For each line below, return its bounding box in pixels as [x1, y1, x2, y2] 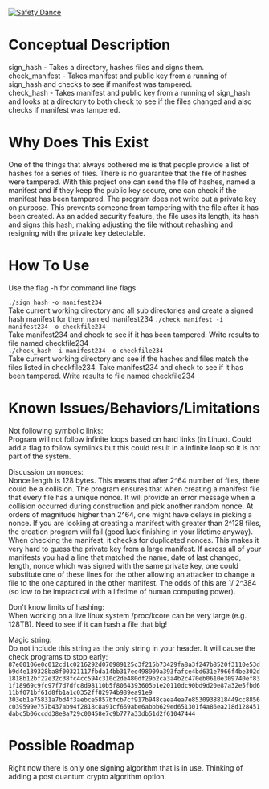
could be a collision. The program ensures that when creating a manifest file [8, 483, 260, 494]
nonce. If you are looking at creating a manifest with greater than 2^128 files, [8, 518, 262, 528]
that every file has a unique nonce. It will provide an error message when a [8, 492, 255, 502]
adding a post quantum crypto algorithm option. [8, 771, 167, 781]
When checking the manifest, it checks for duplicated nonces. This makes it [8, 535, 259, 544]
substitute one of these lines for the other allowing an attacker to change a [8, 569, 255, 579]
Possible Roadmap [8, 736, 135, 754]
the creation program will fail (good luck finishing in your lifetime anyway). [8, 527, 254, 536]
